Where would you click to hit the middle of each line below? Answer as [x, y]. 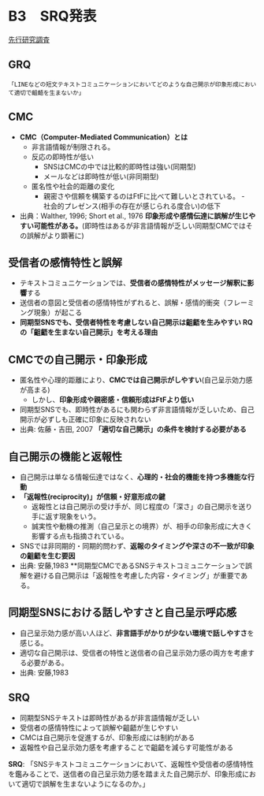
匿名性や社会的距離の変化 [73, 186]
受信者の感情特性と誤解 [65, 262]
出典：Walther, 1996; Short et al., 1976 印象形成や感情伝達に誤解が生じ [134, 216]
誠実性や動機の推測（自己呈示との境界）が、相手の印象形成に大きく [142, 526]
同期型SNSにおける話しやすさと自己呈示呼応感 [123, 613]
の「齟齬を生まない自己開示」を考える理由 [89, 333]
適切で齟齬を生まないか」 [49, 93]
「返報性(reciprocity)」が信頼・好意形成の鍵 [92, 497]
